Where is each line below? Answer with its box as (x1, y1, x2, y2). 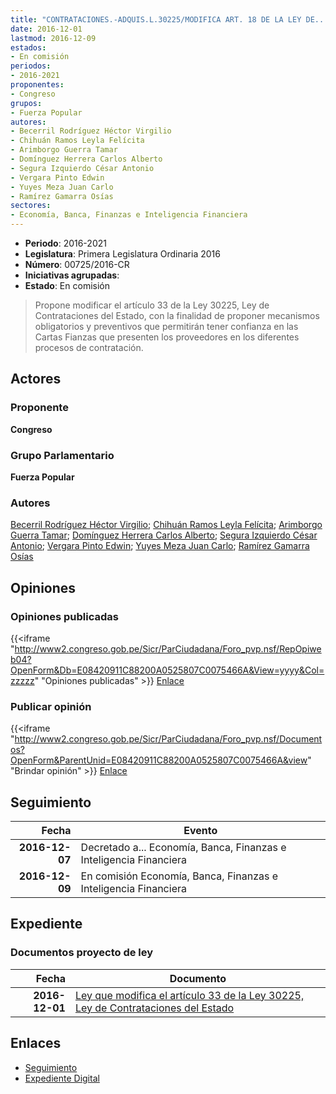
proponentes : (10, 80, 65, 90)
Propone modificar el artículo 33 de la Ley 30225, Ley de (34, 299, 270, 311)
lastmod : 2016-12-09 (10, 33, 97, 43)
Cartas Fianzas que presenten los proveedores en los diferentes (34, 331, 300, 343)
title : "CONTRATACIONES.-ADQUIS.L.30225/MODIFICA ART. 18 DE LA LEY (10, 14, 302, 25)
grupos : (10, 98, 43, 108)
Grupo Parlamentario (10, 448, 115, 462)
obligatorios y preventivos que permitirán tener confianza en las (34, 321, 299, 332)
